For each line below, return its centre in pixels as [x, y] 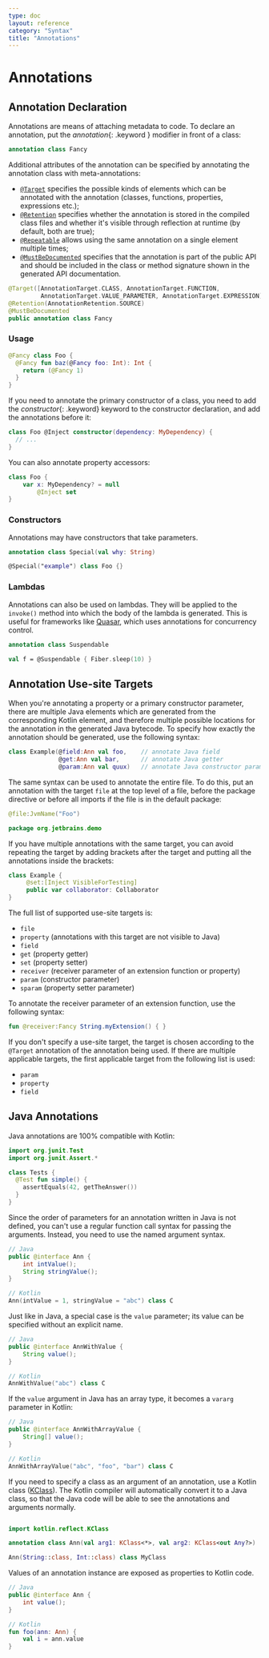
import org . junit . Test [46, 1150]
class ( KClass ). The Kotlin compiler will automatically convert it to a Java [128, 1490]
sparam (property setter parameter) [77, 988]
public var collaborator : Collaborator [92, 890]
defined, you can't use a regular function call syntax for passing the [120, 1226]
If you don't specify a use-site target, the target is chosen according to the [131, 1042]
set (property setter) [54, 962]
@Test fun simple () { [52, 1180]
